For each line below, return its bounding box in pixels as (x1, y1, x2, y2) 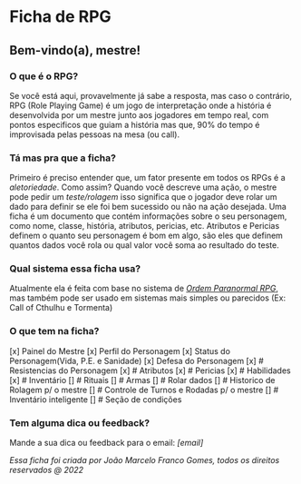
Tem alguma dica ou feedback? (9, 416, 150, 429)
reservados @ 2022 (9, 465, 84, 476)
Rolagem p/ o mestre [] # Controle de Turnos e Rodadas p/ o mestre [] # (9, 384, 279, 395)
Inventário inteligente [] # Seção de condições (9, 393, 182, 405)
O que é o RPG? (9, 70, 79, 83)
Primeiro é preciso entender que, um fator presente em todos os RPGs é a (9, 173, 286, 183)
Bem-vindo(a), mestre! (9, 43, 141, 58)
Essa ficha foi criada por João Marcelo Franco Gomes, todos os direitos (9, 455, 280, 466)
